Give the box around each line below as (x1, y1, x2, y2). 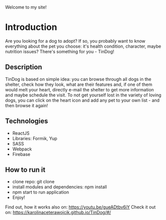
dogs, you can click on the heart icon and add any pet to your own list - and (5, 97, 160, 103)
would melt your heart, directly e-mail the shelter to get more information (5, 86, 154, 92)
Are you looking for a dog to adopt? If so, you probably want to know (5, 38, 146, 44)
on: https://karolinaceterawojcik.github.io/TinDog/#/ (5, 210, 111, 216)
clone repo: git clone (12, 179, 55, 185)
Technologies (5, 117, 49, 126)
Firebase (12, 151, 31, 157)
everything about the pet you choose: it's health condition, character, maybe (5, 43, 162, 49)
